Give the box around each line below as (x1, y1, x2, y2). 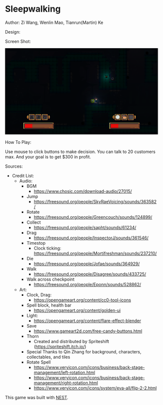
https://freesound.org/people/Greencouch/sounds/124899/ (33, 214, 153, 220)
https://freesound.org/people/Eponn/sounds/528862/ (33, 282, 142, 288)
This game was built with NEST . (5, 395, 68, 401)
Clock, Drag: (26, 292, 52, 298)
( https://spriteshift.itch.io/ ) (33, 344, 86, 349)
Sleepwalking (5, 3, 61, 15)
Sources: (5, 163, 23, 169)
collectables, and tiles (26, 354, 70, 360)
